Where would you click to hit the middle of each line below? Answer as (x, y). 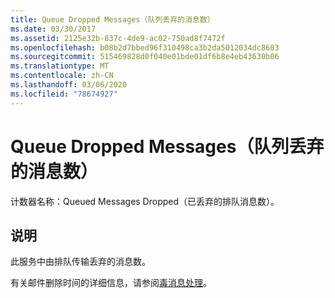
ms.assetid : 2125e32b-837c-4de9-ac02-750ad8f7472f (118, 38)
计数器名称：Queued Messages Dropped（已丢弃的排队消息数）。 (145, 201)
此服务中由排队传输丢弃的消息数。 (80, 262)
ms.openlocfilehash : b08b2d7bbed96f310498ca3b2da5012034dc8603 (145, 47)
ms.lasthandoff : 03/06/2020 (69, 85)
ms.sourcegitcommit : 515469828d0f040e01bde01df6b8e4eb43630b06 (145, 57)
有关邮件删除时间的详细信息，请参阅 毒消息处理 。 (111, 283)
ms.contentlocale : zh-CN (62, 76)
